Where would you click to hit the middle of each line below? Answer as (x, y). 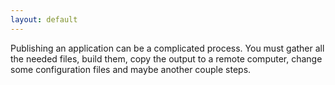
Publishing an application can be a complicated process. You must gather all (167, 48)
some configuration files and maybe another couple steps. (131, 69)
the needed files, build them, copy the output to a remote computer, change (166, 58)
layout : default (44, 19)
